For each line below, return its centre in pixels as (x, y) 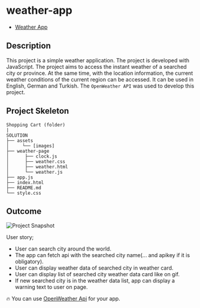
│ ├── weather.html (37, 167)
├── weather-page (28, 151)
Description (28, 46)
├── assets (20, 141)
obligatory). (29, 262)
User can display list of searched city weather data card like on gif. (97, 274)
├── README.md (24, 188)
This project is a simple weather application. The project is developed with (98, 60)
